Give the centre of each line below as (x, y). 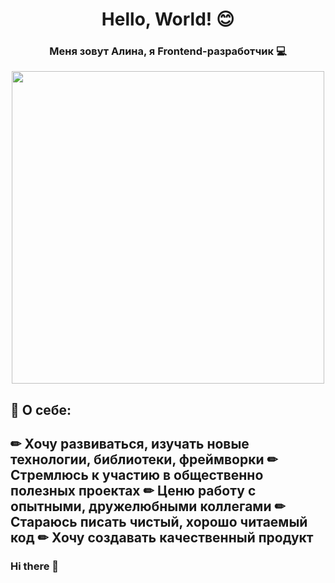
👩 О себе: (41, 409)
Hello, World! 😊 (168, 19)
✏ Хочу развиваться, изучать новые (130, 444)
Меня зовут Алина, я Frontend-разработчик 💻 (168, 51)
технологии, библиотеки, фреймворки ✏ (144, 459)
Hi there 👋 (35, 566)
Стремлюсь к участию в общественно (137, 475)
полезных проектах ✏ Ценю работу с (133, 491)
